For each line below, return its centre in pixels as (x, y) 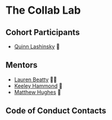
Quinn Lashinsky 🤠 (37, 46)
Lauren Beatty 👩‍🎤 (36, 79)
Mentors (22, 65)
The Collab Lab (43, 10)
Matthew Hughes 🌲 (38, 92)
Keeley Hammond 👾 (38, 86)
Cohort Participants (43, 32)
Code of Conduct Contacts (56, 111)
